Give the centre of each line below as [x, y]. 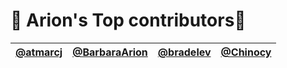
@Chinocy [246, 52]
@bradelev [184, 52]
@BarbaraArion [110, 52]
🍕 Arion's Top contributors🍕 [128, 20]
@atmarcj [39, 52]
